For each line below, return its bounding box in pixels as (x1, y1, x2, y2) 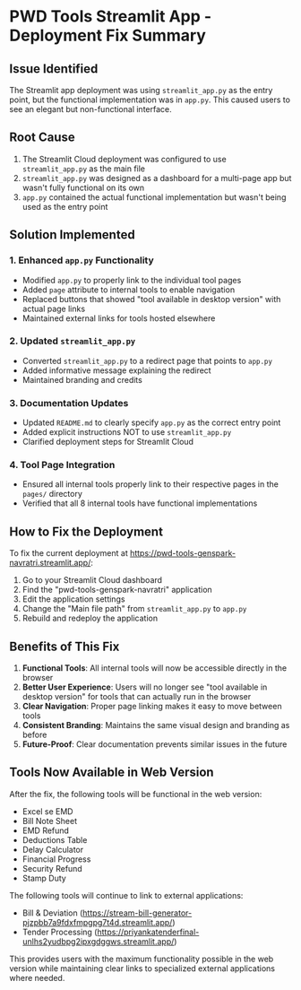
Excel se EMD (21, 805, 73, 817)
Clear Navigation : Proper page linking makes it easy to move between (21, 701, 282, 712)
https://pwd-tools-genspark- (129, 548, 236, 559)
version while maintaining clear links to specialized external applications (9, 962, 276, 974)
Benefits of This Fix (9, 638, 120, 654)
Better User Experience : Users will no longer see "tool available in (21, 682, 268, 692)
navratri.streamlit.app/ (9, 558, 91, 569)
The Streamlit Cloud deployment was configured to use (21, 153, 227, 164)
